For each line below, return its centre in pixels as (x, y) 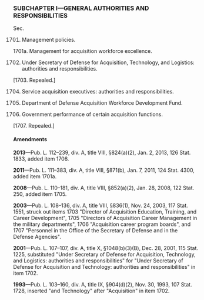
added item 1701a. (35, 176)
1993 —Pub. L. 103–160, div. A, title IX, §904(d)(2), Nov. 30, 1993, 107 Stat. (103, 284)
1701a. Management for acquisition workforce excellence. (83, 51)
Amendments (30, 139)
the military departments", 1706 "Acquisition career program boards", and (102, 224)
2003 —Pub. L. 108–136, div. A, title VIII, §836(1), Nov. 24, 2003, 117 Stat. (101, 205)
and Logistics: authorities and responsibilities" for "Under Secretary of (98, 261)
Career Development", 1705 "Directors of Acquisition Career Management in (105, 218)
